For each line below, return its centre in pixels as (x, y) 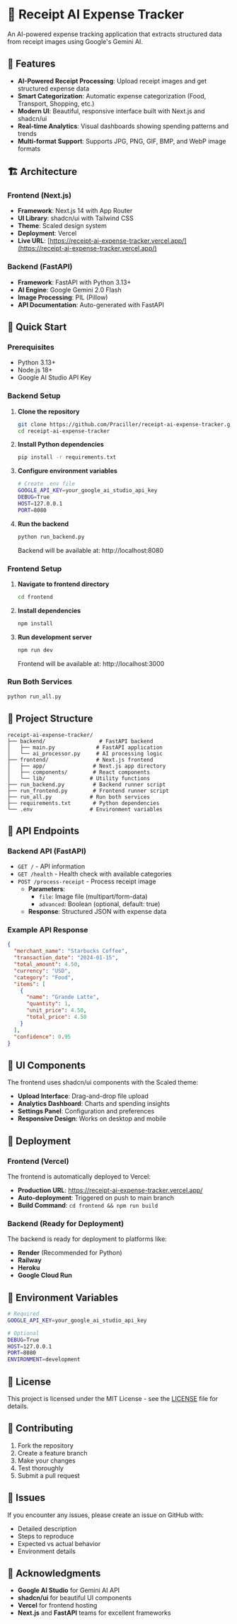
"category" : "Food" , (44, 977)
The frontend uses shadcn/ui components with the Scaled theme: (103, 1082)
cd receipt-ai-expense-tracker (64, 431)
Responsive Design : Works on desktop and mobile (92, 1119)
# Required (23, 1314)
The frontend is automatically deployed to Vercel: (79, 1176)
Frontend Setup (35, 568)
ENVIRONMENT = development (44, 1360)
